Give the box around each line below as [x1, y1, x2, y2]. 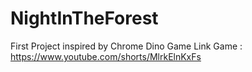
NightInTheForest [10, 7, 159, 30]
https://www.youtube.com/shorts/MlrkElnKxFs [10, 50, 202, 62]
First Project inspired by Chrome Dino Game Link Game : [10, 40, 243, 52]
